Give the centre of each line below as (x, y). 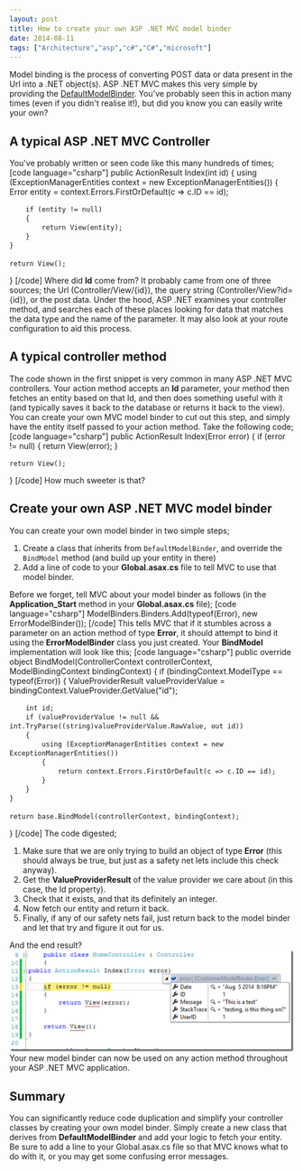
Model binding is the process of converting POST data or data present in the (151, 75)
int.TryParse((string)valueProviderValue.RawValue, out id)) (127, 726)
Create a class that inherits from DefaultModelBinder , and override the (152, 548)
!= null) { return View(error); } (64, 445)
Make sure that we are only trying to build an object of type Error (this (152, 850)
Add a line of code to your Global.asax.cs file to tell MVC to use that (149, 567)
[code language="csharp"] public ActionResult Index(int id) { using (133, 173)
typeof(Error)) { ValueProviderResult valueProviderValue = (117, 680)
